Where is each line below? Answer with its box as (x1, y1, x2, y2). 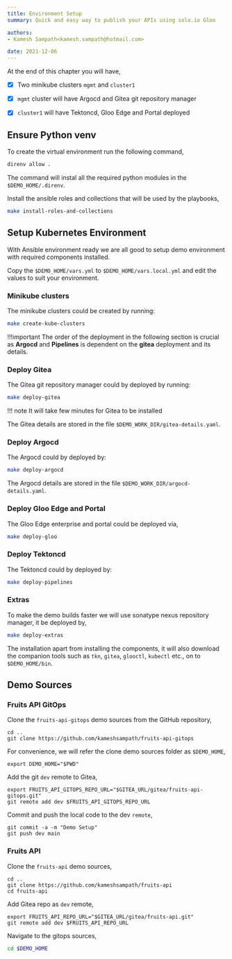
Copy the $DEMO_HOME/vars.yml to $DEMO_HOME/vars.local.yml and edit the (7, 266, 217, 274)
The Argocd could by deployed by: (7, 453, 106, 462)
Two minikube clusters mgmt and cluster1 (17, 81, 135, 89)
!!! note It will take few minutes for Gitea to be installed (7, 407, 163, 415)
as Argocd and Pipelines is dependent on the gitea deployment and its (7, 340, 211, 348)
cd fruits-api (7, 887, 49, 894)
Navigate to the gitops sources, (7, 931, 97, 940)
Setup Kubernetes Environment (7, 227, 147, 239)
